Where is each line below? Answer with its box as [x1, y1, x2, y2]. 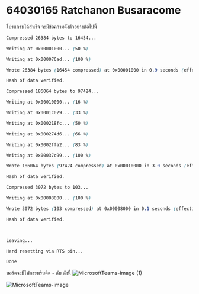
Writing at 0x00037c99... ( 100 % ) [6, 152, 92, 159]
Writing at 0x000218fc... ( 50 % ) [6, 120, 89, 126]
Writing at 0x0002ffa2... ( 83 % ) [6, 141, 89, 148]
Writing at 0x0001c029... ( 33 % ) [6, 110, 89, 116]
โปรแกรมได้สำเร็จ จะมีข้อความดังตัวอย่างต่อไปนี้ [6, 23, 98, 30]
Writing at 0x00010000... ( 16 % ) [6, 99, 89, 105]
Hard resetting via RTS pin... [6, 248, 84, 254]
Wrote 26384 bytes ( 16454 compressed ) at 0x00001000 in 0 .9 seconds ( [6, 67, 184, 73]
